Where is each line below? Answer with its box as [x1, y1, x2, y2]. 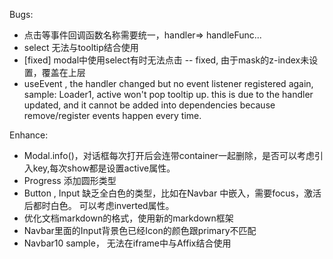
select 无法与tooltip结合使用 [23, 42, 139, 53]
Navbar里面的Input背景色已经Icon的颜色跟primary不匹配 [23, 225, 257, 236]
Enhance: [9, 129, 49, 141]
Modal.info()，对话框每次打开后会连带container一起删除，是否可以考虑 [23, 150, 316, 161]
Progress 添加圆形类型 [23, 175, 117, 186]
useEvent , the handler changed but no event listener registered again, [23, 78, 314, 89]
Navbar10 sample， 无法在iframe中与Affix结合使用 [23, 237, 232, 249]
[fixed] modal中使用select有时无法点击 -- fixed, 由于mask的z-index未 [23, 54, 310, 66]
